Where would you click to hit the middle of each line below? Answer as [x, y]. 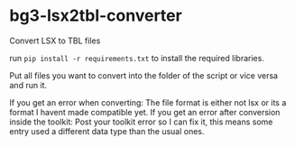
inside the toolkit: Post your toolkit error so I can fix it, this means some [141, 122]
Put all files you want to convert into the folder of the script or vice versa [143, 75]
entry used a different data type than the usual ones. [107, 131]
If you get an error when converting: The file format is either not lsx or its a [148, 102]
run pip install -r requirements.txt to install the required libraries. [137, 58]
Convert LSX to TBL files [55, 41]
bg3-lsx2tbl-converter [96, 16]
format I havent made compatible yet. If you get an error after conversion [145, 112]
